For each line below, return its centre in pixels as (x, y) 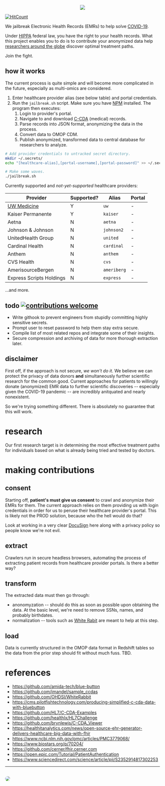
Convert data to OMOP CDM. (49, 134)
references (28, 673)
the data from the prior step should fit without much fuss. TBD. (69, 653)
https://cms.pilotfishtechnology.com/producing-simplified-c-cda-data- (84, 702)
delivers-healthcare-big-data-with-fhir (51, 733)
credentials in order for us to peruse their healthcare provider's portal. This (81, 510)
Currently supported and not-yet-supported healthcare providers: (71, 186)
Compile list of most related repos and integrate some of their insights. (83, 333)
